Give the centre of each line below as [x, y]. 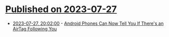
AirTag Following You [35, 28]
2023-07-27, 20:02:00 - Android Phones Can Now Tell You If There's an [88, 23]
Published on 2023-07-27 [61, 9]
